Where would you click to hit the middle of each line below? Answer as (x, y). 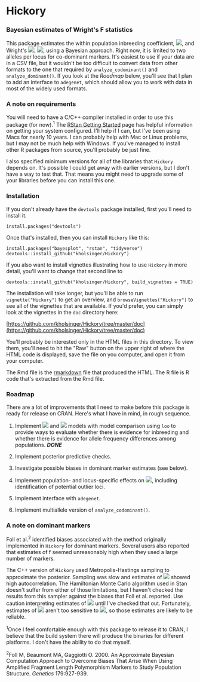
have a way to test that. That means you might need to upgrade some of (95, 174)
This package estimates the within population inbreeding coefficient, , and (100, 44)
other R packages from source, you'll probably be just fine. (79, 150)
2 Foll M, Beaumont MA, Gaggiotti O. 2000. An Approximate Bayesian (90, 654)
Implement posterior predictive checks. (63, 457)
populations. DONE (39, 445)
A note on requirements (41, 104)
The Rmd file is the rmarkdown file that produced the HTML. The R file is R (98, 372)
